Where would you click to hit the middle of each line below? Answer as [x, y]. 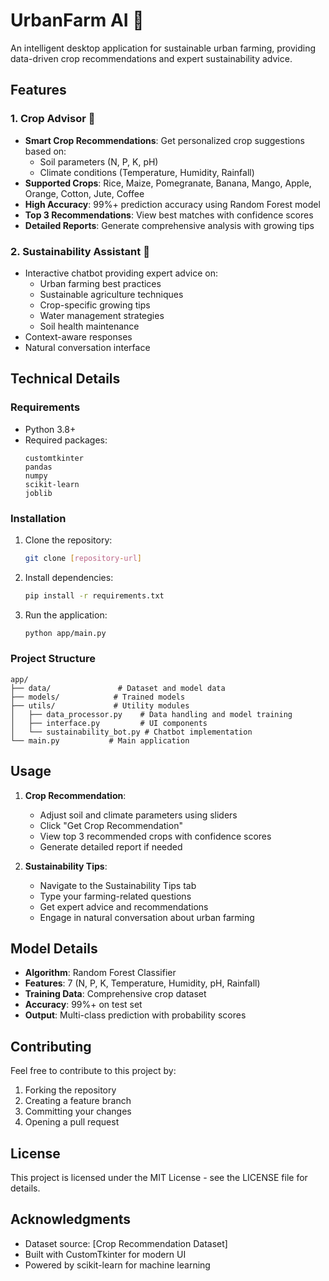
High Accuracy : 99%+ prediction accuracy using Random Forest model [172, 204]
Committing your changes [78, 1111]
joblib [38, 493]
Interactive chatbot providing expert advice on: [121, 273]
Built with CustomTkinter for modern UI [105, 1254]
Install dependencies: [69, 577]
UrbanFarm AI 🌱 [77, 20]
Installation [38, 518]
